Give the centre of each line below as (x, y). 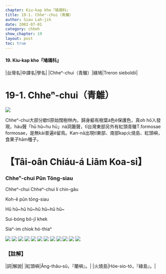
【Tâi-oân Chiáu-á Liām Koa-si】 (76, 162)
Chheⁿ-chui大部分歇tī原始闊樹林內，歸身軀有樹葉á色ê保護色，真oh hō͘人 (81, 120)
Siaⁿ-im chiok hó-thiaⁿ (29, 229)
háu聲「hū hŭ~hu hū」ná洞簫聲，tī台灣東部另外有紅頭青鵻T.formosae (87, 127)
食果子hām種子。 (23, 139)
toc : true (16, 44)
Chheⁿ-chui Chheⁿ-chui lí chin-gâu (42, 189)
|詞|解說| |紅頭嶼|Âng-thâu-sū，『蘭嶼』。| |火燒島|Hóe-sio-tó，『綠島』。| (81, 266)
